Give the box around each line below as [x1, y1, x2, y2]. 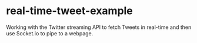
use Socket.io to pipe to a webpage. [6, 29, 94, 37]
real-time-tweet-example [6, 4, 133, 18]
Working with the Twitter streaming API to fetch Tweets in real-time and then [6, 24, 192, 31]
